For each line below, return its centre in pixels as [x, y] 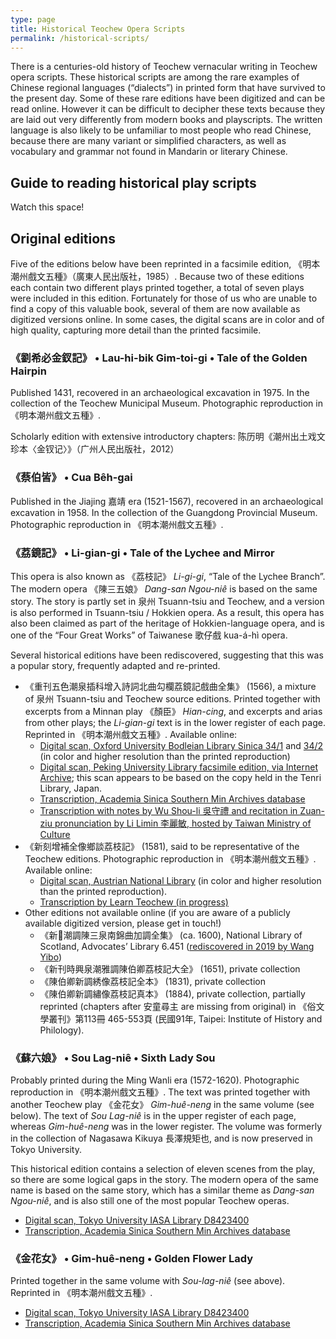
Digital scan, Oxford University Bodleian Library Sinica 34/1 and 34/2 [181, 745]
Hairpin [28, 371]
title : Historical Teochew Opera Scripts [98, 29]
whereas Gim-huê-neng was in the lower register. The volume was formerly [166, 1127]
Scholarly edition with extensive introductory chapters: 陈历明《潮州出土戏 [163, 437]
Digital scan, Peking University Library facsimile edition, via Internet [178, 767]
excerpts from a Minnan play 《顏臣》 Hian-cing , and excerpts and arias [173, 711]
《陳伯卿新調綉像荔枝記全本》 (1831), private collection [152, 981]
